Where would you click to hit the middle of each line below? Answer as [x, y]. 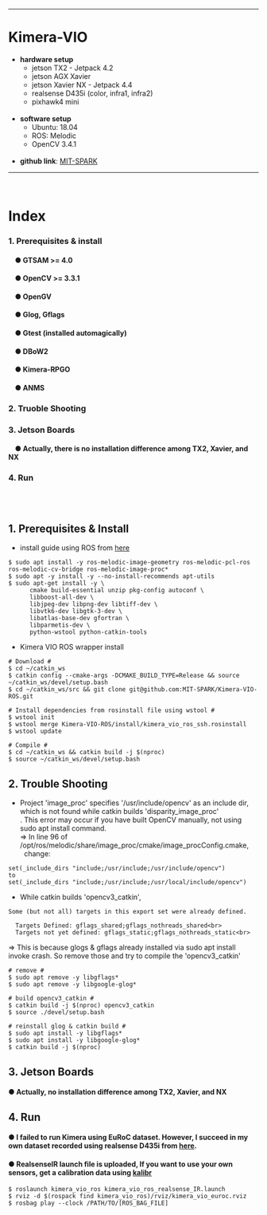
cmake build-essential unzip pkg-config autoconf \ [116, 591]
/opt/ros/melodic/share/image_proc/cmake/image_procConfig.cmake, [134, 845]
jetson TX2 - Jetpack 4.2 [72, 68]
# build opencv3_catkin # [51, 999]
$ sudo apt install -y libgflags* [66, 1033]
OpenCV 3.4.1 [54, 144]
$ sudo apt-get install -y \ [56, 584]
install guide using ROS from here [74, 548]
